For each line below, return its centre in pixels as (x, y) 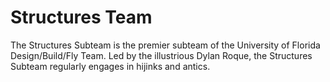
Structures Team (81, 17)
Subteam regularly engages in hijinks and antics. (110, 66)
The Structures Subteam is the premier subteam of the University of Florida (165, 45)
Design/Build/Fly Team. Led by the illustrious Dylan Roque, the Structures (161, 55)
